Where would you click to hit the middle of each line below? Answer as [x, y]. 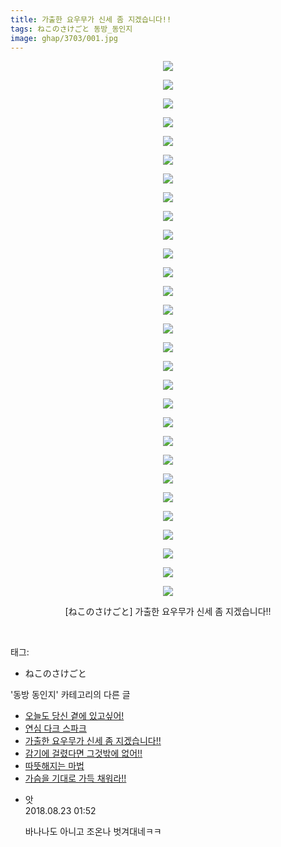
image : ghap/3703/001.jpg [64, 38]
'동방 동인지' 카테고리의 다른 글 [70, 695]
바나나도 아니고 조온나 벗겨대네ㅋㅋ [93, 832]
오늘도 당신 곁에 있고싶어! [74, 716]
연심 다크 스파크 [55, 728]
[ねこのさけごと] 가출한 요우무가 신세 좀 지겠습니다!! [168, 612]
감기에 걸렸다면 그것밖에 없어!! [83, 753]
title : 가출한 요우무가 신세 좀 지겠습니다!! [91, 19]
